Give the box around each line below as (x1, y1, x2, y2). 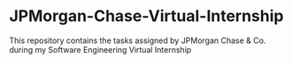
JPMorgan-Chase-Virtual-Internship (9, 6, 284, 26)
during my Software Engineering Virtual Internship (9, 44, 192, 54)
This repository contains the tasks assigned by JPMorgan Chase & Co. (9, 35, 266, 46)
